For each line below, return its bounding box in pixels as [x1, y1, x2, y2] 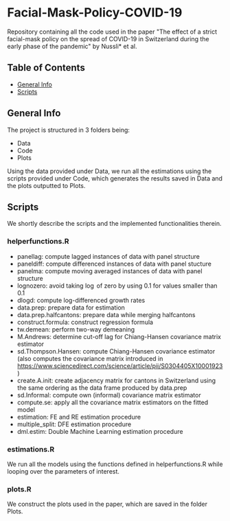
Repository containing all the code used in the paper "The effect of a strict [7, 27, 218, 36]
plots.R [7, 484, 32, 494]
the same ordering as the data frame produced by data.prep [16, 383, 187, 392]
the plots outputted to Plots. [7, 181, 86, 189]
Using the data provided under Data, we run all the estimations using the [7, 167, 212, 175]
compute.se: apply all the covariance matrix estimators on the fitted [16, 398, 209, 406]
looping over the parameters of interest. [7, 467, 120, 475]
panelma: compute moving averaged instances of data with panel [16, 266, 203, 275]
